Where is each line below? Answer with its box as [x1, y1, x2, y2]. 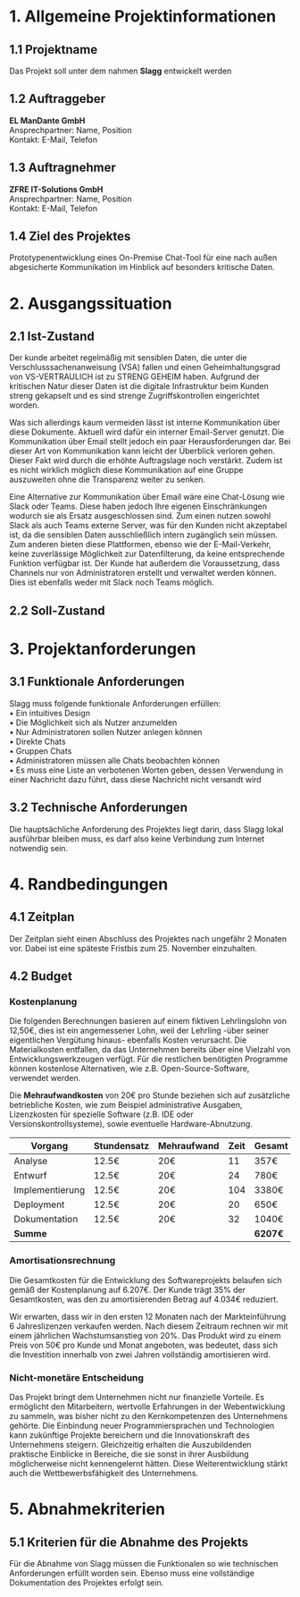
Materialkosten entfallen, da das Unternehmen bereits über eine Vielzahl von [9, 1044, 291, 1055]
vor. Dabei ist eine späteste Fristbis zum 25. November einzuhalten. [9, 942, 257, 953]
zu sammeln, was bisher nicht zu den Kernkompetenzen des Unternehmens [9, 1410, 288, 1421]
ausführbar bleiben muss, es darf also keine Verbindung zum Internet [9, 833, 265, 844]
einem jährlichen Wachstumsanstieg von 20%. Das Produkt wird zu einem [9, 1330, 281, 1340]
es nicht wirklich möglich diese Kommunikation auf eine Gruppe [9, 465, 244, 476]
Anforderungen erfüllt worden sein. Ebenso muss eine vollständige [9, 1567, 255, 1578]
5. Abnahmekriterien [9, 1500, 166, 1519]
